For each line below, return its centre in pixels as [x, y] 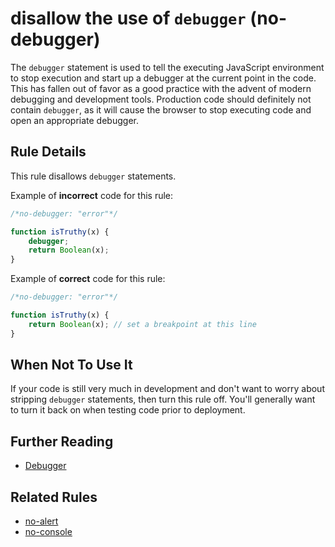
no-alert [41, 521]
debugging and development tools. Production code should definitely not [161, 99]
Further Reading [62, 441]
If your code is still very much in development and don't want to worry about [167, 389]
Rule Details [48, 152]
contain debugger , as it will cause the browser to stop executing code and [161, 109]
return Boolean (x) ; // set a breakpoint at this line [142, 324]
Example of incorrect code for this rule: [92, 195]
